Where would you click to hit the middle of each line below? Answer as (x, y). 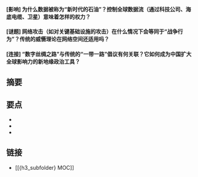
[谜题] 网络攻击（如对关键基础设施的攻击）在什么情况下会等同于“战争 (92, 32)
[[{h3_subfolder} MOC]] (44, 167)
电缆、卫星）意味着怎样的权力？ (51, 17)
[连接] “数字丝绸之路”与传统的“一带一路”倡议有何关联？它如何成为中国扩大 (99, 54)
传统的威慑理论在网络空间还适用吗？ (64, 39)
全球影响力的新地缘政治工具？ (43, 61)
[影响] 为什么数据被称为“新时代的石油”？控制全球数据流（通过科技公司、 (96, 9)
